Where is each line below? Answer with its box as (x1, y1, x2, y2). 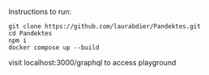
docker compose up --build (8, 44, 100, 52)
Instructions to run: (8, 7, 72, 16)
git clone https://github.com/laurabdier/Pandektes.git (8, 23, 201, 31)
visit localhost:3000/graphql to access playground (8, 58, 177, 67)
